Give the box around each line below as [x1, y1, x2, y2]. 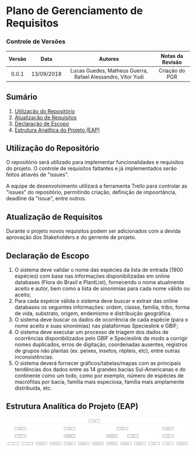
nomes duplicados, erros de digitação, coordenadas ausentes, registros [14, 341, 188, 348]
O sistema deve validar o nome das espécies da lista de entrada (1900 [14, 266, 184, 273]
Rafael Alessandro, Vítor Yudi [73, 73, 144, 80]
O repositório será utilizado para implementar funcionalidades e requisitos [6, 159, 184, 166]
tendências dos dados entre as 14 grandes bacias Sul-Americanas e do [14, 366, 186, 373]
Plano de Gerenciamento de [6, 4, 143, 18]
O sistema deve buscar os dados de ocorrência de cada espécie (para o [14, 316, 188, 323]
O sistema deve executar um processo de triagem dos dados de [14, 328, 169, 335]
